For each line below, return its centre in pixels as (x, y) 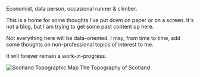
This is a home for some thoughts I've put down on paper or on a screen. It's (100, 20)
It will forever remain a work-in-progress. (57, 56)
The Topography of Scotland (115, 67)
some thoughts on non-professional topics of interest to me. (80, 44)
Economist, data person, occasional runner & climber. (72, 9)
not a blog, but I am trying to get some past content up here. (80, 27)
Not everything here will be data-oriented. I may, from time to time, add (93, 38)
